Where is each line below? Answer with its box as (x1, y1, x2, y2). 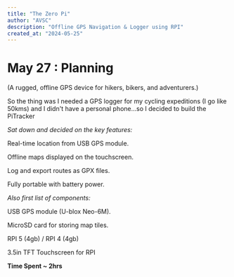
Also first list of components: (7, 194, 91, 202)
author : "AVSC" (7, 17, 52, 24)
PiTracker (7, 112, 35, 120)
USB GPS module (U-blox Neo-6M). (7, 207, 111, 216)
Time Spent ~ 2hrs (7, 262, 63, 271)
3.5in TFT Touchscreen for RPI (7, 248, 96, 257)
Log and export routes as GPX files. (7, 167, 110, 175)
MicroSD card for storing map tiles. (7, 221, 109, 229)
